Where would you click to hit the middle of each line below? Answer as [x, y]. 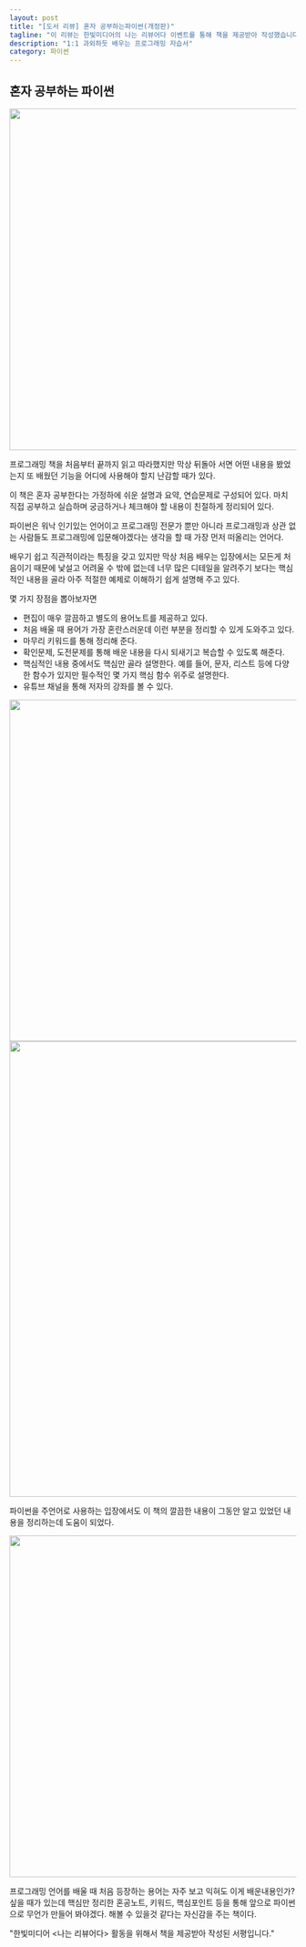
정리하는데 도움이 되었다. [70, 1522]
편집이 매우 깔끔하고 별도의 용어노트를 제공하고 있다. [115, 618]
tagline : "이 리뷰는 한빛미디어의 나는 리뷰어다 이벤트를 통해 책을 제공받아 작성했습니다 [154, 35]
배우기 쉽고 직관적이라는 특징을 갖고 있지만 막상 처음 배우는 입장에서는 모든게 [146, 556]
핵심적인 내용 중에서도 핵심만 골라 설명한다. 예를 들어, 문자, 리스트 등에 [148, 663]
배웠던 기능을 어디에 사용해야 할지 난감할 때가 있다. [126, 476]
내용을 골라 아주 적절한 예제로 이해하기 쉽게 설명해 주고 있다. [133, 579]
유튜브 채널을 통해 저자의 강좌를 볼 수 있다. [98, 686]
